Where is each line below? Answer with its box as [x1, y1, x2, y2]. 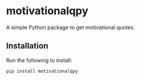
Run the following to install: [6, 56, 72, 63]
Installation [6, 41, 49, 51]
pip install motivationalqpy [6, 68, 78, 74]
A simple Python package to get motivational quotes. [6, 24, 135, 31]
